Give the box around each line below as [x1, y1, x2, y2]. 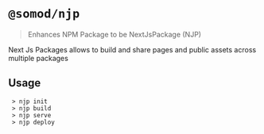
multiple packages [8, 53, 69, 63]
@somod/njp [8, 6, 80, 21]
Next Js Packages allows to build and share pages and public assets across [8, 44, 257, 54]
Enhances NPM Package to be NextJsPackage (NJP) [27, 29, 201, 39]
